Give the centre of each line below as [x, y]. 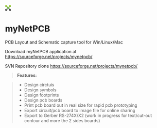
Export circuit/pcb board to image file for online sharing [80, 110]
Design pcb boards [43, 100]
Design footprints [42, 95]
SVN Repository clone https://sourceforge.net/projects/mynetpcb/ [71, 66]
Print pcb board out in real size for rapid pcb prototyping [81, 105]
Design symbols [40, 90]
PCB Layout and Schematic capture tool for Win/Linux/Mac [64, 42]
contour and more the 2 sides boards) [62, 120]
